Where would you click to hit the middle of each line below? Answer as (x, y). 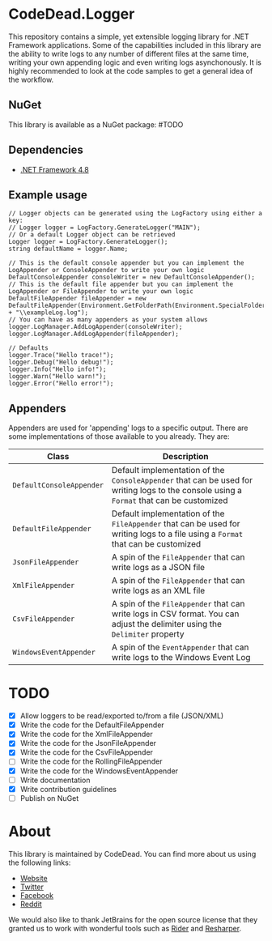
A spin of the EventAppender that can (181, 647)
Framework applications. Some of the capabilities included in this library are (135, 45)
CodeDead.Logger (72, 14)
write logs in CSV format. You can (176, 614)
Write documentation (55, 780)
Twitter (32, 887)
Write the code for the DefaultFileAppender (92, 725)
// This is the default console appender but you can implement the (126, 263)
